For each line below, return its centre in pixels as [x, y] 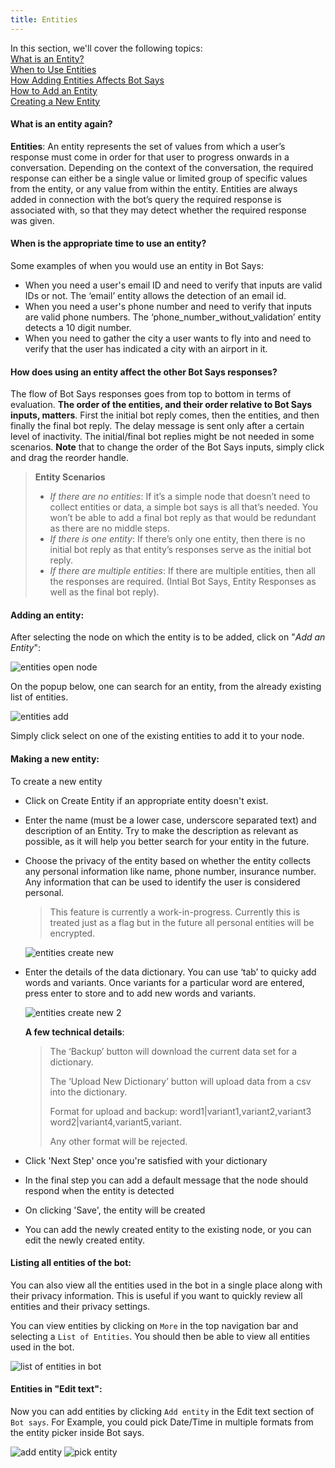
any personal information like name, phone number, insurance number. [170, 871]
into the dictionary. [88, 1092]
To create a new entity [56, 781]
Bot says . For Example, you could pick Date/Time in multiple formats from [162, 1422]
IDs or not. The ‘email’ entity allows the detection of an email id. [155, 296]
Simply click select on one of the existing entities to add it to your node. [157, 736]
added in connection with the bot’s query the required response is [146, 199]
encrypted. [72, 933]
